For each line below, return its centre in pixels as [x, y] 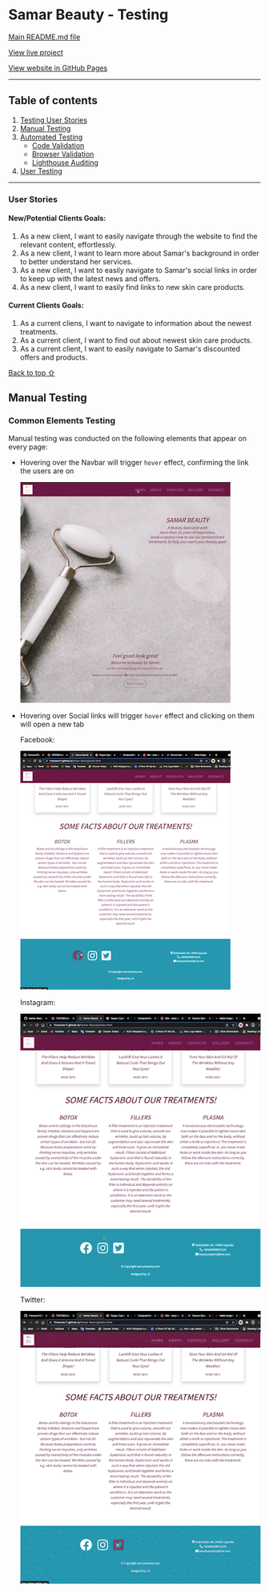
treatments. [39, 332]
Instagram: [38, 1002]
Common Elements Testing [62, 420]
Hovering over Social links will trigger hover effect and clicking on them [137, 715]
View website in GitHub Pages [58, 68]
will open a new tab [52, 724]
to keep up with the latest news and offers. [90, 279]
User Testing [41, 171]
